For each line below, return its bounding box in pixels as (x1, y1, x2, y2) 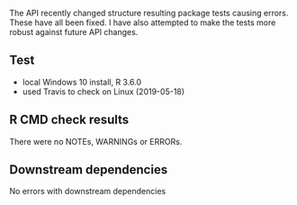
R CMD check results (9, 112, 130, 128)
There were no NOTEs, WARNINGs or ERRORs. (9, 136, 183, 147)
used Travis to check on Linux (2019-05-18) (22, 85, 185, 97)
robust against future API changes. (9, 27, 139, 37)
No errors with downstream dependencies (9, 186, 166, 197)
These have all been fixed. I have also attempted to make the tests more (9, 17, 276, 28)
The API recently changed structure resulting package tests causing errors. (9, 8, 289, 18)
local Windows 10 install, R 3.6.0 (22, 76, 142, 87)
